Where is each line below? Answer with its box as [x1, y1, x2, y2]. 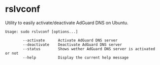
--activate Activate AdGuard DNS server [23, 38, 118, 43]
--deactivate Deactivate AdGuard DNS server [23, 42, 122, 47]
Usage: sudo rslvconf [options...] [5, 29, 78, 34]
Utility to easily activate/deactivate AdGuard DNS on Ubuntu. [5, 20, 128, 26]
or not [5, 51, 19, 56]
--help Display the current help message [23, 55, 129, 60]
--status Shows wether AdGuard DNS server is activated [23, 46, 155, 51]
